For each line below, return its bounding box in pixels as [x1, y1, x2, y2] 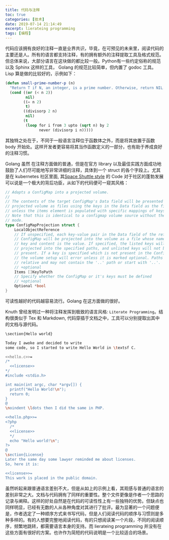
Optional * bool [14, 284, 46, 289]
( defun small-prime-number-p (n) [5, 81, 75, 86]
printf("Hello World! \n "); [10, 387, 66, 392]
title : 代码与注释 [5, 7, 40, 13]
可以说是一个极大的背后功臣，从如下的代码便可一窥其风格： [5, 180, 129, 186]
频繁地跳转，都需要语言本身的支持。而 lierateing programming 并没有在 [14, 523, 162, 529]
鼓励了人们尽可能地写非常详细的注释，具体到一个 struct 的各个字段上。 [5, 167, 152, 173]
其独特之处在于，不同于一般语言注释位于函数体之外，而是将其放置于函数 [5, 137, 155, 143]
